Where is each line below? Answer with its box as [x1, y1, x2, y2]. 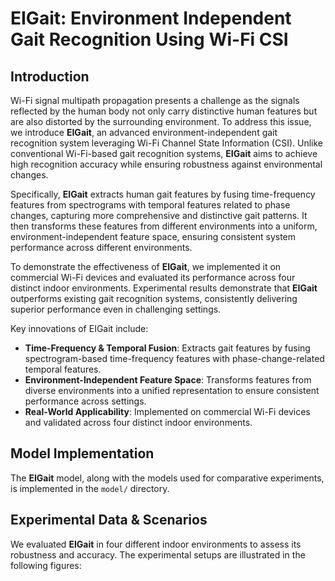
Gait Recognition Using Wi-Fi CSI [10, 28, 289, 51]
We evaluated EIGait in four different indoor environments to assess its [10, 538, 302, 550]
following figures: [10, 559, 82, 571]
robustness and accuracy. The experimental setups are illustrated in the [10, 548, 306, 561]
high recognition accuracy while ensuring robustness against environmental [10, 158, 323, 170]
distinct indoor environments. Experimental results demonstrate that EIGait [10, 282, 318, 294]
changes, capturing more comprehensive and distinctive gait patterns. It [10, 210, 308, 221]
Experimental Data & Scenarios [10, 512, 208, 529]
